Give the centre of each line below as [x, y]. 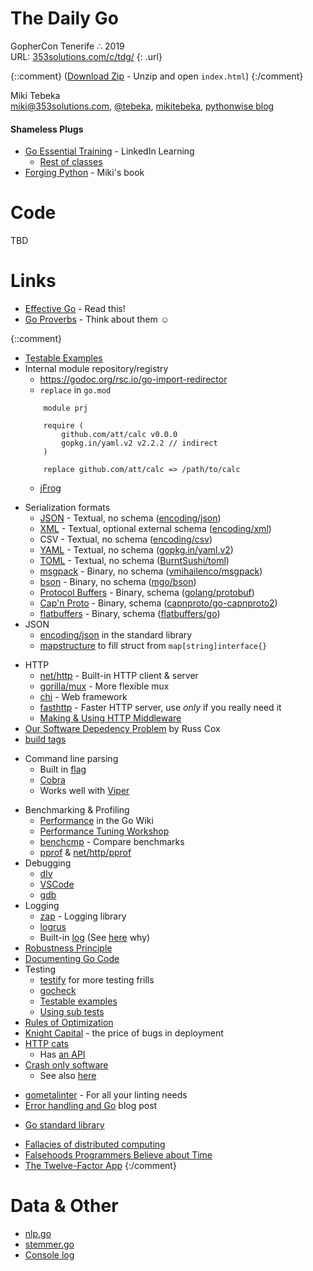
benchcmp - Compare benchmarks [112, 842]
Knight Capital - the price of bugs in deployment [124, 1033]
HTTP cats [46, 1044]
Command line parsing [71, 759]
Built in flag [63, 769]
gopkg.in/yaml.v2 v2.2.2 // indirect [139, 443]
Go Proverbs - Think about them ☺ [97, 319]
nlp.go [38, 1233]
